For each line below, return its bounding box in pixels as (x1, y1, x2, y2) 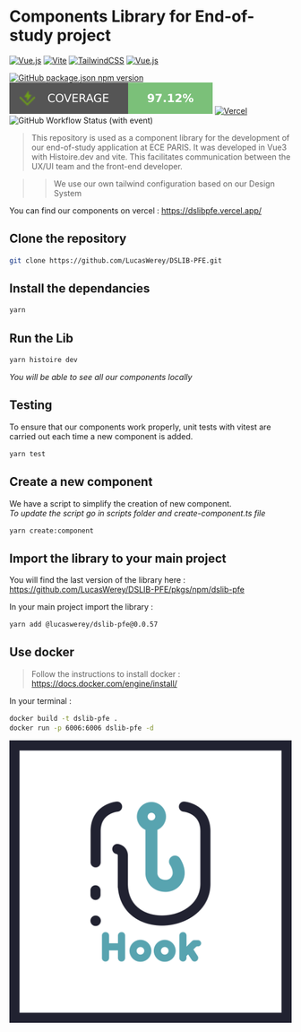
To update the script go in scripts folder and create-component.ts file (9, 507, 266, 518)
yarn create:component (9, 526, 94, 535)
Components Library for (9, 6, 192, 27)
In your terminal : (9, 695, 72, 706)
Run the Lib (9, 330, 74, 346)
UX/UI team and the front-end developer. (30, 160, 184, 171)
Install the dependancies (9, 281, 150, 297)
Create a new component (9, 474, 153, 490)
